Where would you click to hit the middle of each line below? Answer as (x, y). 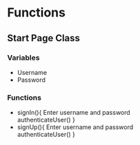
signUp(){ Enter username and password (75, 127)
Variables (23, 58)
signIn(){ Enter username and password (74, 113)
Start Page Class (44, 38)
